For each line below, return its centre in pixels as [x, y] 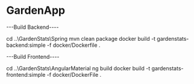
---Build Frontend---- [33, 56]
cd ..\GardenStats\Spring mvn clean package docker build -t [81, 38]
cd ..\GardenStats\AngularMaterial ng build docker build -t [78, 68]
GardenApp [36, 10]
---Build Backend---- [33, 27]
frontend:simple [26, 74]
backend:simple [26, 45]
